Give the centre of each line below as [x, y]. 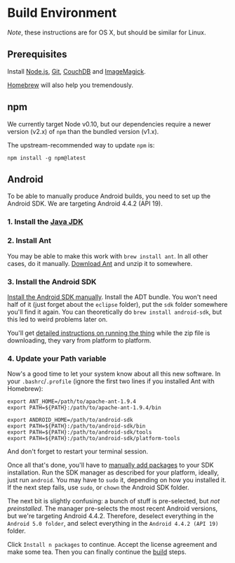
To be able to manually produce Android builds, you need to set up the [109, 196]
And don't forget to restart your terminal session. [78, 451]
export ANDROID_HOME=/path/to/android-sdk [70, 420]
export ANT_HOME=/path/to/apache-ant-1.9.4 [72, 402]
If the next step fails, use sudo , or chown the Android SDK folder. [98, 488]
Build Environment [62, 13]
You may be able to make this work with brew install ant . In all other [108, 256]
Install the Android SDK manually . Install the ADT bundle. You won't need [112, 297]
